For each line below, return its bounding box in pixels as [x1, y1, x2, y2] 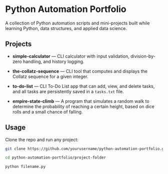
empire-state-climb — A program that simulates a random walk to [12, 98, 149, 104]
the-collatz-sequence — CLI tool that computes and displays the [12, 68, 147, 74]
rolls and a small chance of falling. [12, 108, 83, 114]
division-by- [130, 53, 156, 59]
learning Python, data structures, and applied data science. [5, 25, 127, 31]
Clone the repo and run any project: [5, 136, 78, 142]
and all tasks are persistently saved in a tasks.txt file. [12, 88, 124, 94]
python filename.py [5, 164, 46, 169]
